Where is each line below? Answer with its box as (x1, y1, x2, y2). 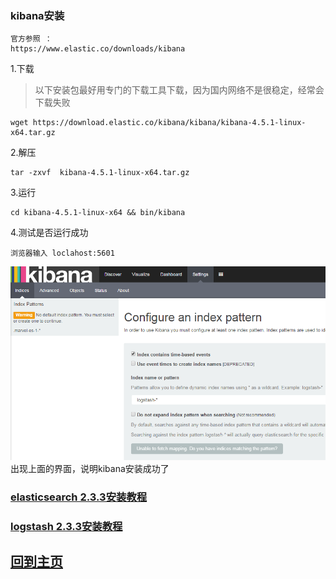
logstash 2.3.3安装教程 (10, 519, 123, 533)
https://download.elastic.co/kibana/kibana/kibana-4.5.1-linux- (32, 118, 307, 128)
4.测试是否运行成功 (10, 227, 89, 239)
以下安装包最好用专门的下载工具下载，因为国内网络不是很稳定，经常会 (34, 84, 325, 96)
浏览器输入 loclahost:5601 (10, 248, 115, 259)
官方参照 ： (10, 34, 53, 44)
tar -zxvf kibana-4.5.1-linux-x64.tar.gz (10, 168, 190, 178)
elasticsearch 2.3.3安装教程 (10, 490, 148, 504)
